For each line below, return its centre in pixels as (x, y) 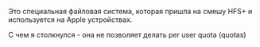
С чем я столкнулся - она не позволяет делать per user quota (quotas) (127, 35)
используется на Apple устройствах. (70, 20)
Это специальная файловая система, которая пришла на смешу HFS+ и (130, 11)
